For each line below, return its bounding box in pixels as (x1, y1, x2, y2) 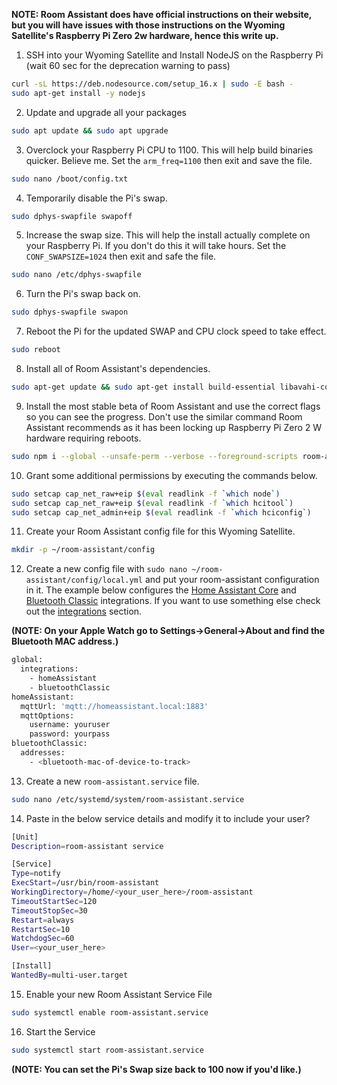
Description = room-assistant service (11, 841, 164, 851)
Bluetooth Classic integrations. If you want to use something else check (25, 595, 321, 607)
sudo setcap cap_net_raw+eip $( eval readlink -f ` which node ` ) (11, 489, 281, 499)
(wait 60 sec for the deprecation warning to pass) (25, 60, 231, 71)
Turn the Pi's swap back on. (25, 288, 141, 300)
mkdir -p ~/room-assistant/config (11, 545, 156, 555)
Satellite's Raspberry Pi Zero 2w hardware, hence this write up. (11, 30, 279, 41)
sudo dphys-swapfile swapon (11, 307, 129, 318)
